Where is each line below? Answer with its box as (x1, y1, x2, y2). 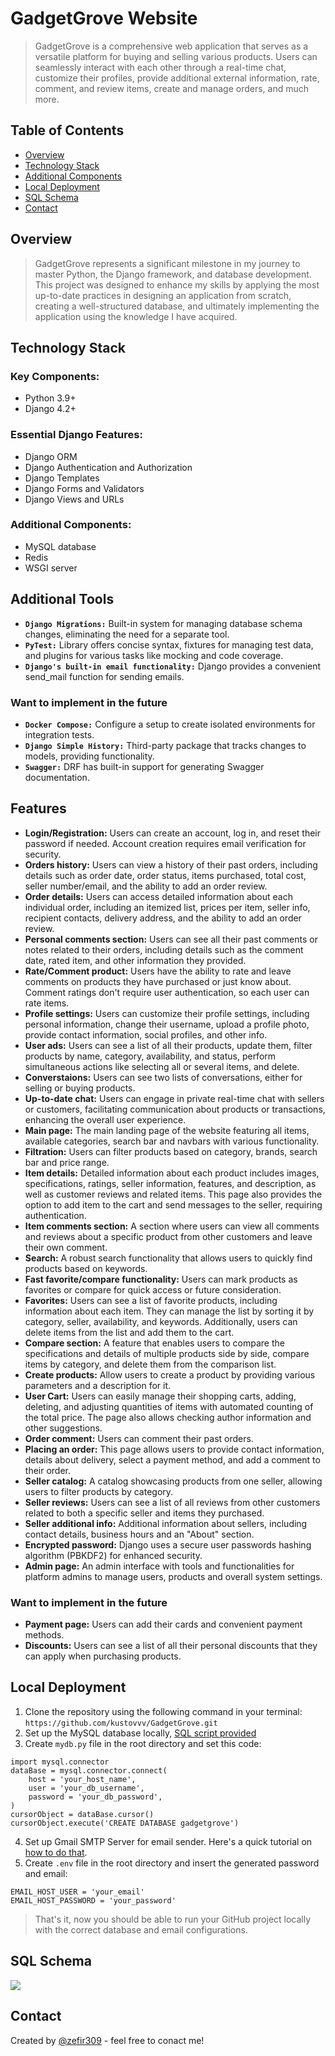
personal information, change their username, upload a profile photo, (24, 1018, 310, 1030)
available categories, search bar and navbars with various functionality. (24, 1135, 320, 1147)
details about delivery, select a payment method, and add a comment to (24, 1453, 321, 1466)
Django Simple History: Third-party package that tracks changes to (24, 739, 307, 751)
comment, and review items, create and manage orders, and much (34, 82, 310, 94)
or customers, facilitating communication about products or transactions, (24, 1103, 326, 1115)
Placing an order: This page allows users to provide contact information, (24, 1443, 325, 1455)
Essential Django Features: (10, 428, 143, 442)
